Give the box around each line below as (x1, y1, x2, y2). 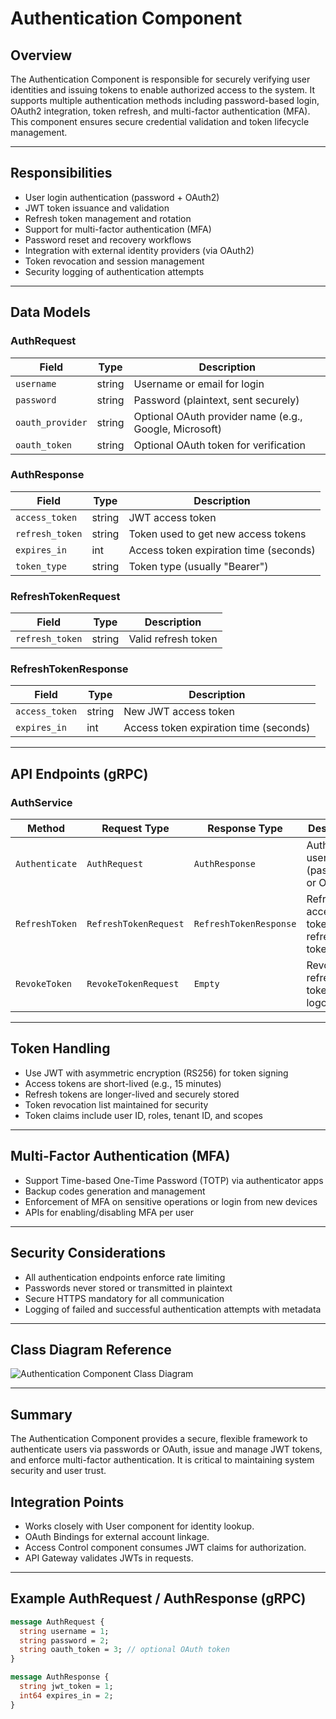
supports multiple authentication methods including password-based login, (10, 95, 320, 106)
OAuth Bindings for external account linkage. (24, 1530, 210, 1542)
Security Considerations (10, 1245, 167, 1262)
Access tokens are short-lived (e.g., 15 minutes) (24, 1077, 222, 1089)
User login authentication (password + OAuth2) (24, 191, 220, 203)
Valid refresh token (128, 632, 218, 646)
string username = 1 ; (19, 1626, 110, 1636)
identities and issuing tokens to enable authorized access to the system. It (10, 84, 316, 96)
